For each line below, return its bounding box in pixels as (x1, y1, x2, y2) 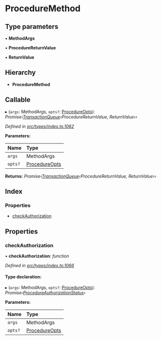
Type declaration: (5, 273, 42, 279)
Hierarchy (5, 68, 36, 77)
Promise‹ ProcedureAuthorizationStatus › (5, 290, 86, 296)
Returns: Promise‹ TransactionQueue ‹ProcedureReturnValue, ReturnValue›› (5, 173, 157, 179)
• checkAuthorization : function (5, 253, 69, 259)
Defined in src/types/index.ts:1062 (5, 123, 74, 129)
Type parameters (5, 23, 59, 31)
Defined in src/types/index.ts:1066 (5, 263, 74, 268)
